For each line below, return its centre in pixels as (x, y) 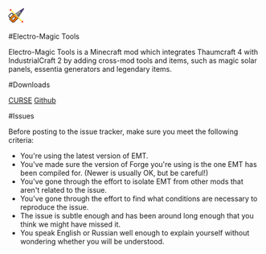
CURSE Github (32, 100)
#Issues (21, 116)
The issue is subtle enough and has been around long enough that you (137, 216)
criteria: (21, 140)
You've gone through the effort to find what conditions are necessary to (139, 198)
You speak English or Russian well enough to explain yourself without (135, 233)
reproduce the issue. (54, 207)
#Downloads (29, 85)
